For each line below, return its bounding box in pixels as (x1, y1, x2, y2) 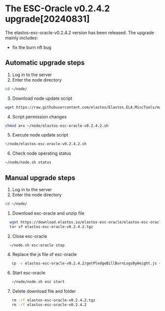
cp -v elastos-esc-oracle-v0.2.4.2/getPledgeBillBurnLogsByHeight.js (11, 261, 157, 266)
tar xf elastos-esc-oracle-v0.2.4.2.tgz (9, 224, 93, 229)
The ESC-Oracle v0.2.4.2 (5, 3, 110, 14)
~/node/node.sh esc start (11, 280, 65, 284)
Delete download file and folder (12, 288, 76, 294)
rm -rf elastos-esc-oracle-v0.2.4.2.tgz (11, 298, 96, 303)
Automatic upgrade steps (5, 58, 85, 67)
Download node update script (12, 95, 73, 101)
